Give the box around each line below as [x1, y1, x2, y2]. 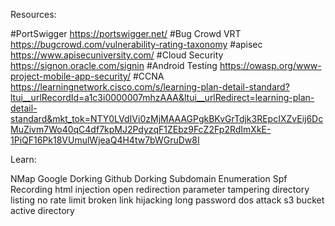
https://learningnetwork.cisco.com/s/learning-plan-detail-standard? [10, 81, 290, 93]
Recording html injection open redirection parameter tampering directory [10, 184, 310, 195]
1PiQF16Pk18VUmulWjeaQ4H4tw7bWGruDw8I [10, 134, 200, 146]
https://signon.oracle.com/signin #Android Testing [10, 60, 218, 71]
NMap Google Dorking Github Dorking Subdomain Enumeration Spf [10, 173, 288, 184]
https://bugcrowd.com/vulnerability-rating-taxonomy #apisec [10, 39, 263, 50]
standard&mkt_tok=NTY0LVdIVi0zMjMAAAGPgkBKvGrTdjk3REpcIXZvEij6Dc [10, 113, 324, 124]
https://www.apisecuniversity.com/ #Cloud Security [10, 49, 224, 61]
